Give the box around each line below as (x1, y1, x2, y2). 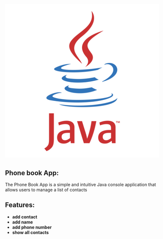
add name (12, 219, 33, 225)
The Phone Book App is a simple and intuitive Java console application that (5, 182, 156, 187)
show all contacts (12, 229, 49, 235)
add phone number (12, 224, 52, 230)
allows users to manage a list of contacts (5, 187, 87, 193)
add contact (12, 214, 38, 219)
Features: (5, 201, 35, 209)
